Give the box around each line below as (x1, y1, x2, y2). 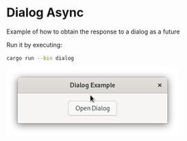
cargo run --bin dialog (6, 55, 75, 62)
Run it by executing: (6, 40, 62, 49)
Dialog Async (6, 5, 84, 21)
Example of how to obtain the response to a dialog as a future (6, 27, 180, 36)
